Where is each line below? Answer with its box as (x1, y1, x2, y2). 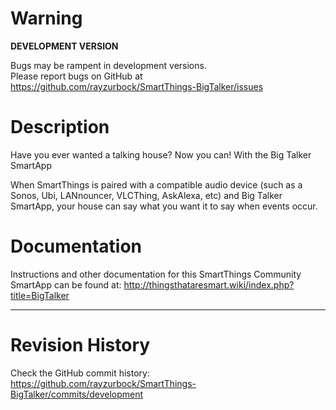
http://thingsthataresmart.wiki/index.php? (123, 278, 295, 291)
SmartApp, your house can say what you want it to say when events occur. (10, 200, 318, 212)
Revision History (10, 334, 151, 356)
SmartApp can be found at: (10, 278, 122, 291)
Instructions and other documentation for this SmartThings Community (10, 268, 302, 280)
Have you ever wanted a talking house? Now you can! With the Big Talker (10, 148, 312, 161)
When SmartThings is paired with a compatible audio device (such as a (10, 178, 303, 191)
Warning (10, 7, 83, 30)
